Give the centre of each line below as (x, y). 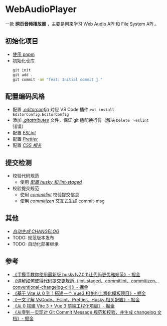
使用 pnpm (24, 54)
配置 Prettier (25, 139)
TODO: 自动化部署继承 (35, 244)
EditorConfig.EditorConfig (41, 115)
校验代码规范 (26, 176)
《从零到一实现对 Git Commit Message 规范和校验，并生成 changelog (84, 312)
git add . (23, 75)
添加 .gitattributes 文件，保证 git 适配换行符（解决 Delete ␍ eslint (81, 120)
